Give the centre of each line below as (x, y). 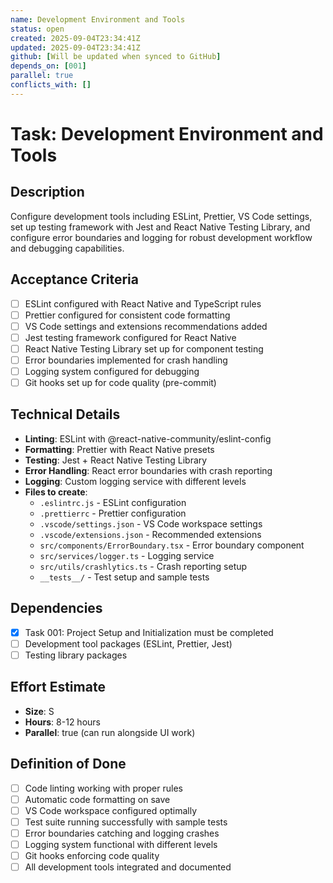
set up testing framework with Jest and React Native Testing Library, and (160, 227)
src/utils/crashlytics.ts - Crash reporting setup (143, 566)
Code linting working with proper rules (103, 788)
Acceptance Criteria (74, 279)
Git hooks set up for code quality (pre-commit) (120, 382)
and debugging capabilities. (67, 248)
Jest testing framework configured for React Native (130, 337)
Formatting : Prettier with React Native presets (119, 449)
